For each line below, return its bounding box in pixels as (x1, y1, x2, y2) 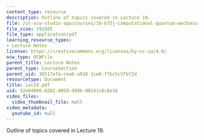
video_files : (6, 93, 39, 99)
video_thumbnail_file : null (12, 99, 83, 105)
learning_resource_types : (6, 37, 72, 43)
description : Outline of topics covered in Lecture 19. (6, 15, 151, 21)
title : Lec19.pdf (6, 82, 50, 88)
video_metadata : (6, 104, 47, 111)
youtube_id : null (12, 110, 56, 116)
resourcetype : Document (6, 76, 67, 82)
